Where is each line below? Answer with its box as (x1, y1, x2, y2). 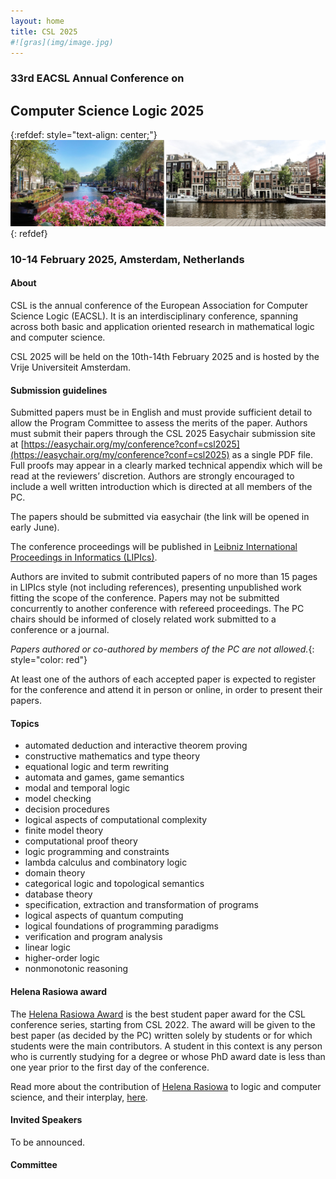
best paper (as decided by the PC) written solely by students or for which (10, 1029, 313, 1041)
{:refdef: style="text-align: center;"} (10, 129, 158, 141)
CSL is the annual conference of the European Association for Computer (10, 300, 308, 312)
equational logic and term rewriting (24, 761, 170, 773)
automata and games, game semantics (24, 771, 185, 784)
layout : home (10, 16, 65, 26)
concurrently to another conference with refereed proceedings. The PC (10, 603, 305, 615)
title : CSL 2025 (10, 26, 78, 37)
